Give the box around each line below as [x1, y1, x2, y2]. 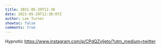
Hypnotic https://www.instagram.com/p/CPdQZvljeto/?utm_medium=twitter [5, 38, 156, 44]
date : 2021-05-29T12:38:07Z [5, 12, 62, 16]
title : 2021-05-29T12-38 [5, 7, 55, 12]
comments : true [5, 25, 36, 30]
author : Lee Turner [5, 16, 45, 21]
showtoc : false [5, 20, 36, 26]
